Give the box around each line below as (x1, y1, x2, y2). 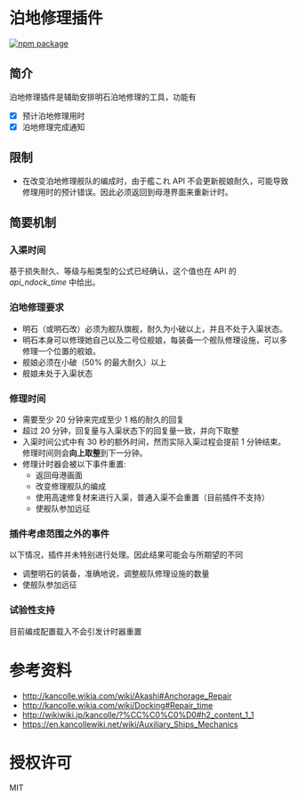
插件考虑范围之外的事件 (9, 527, 109, 539)
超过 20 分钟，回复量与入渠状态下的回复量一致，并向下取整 (21, 424, 240, 436)
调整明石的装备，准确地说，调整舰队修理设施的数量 (21, 569, 210, 579)
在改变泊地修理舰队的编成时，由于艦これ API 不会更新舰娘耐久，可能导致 (21, 175, 289, 186)
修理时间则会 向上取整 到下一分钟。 (21, 447, 148, 458)
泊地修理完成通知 (21, 121, 85, 132)
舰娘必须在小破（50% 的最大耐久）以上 (21, 357, 167, 368)
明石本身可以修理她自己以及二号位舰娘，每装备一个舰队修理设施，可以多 (21, 335, 287, 345)
